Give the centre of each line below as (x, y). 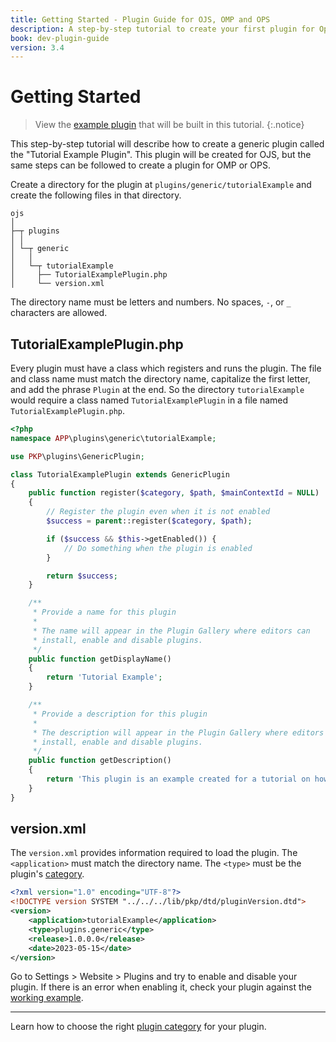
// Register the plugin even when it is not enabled (158, 512)
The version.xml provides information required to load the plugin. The (154, 853)
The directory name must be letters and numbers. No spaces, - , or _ (151, 302)
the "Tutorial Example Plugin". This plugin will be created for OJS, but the (161, 155)
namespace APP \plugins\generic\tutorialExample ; (113, 438)
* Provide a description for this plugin (120, 714)
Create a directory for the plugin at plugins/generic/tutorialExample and (161, 185)
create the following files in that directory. (96, 195)
